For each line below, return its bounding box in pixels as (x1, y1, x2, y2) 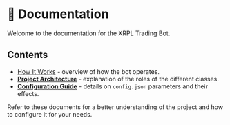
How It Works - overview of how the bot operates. (17, 67, 160, 75)
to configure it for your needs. (7, 110, 93, 118)
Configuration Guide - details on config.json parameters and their (17, 82, 209, 90)
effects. (17, 89, 39, 97)
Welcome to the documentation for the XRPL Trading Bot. (7, 29, 171, 37)
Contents (7, 49, 48, 61)
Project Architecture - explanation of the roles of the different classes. (17, 75, 220, 83)
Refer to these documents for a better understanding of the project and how (7, 103, 223, 111)
